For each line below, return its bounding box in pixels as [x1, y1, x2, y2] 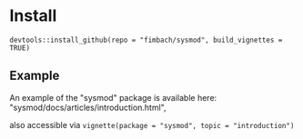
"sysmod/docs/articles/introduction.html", [9, 102, 167, 113]
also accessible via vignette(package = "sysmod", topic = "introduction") [9, 119, 295, 130]
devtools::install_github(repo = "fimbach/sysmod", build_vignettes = [9, 35, 283, 45]
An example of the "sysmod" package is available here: [9, 92, 217, 103]
